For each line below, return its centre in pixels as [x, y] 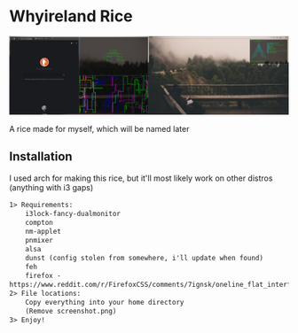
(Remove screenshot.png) [71, 311]
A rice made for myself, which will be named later [99, 128]
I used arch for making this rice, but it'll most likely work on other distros [141, 178]
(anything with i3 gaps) [51, 187]
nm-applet [43, 231]
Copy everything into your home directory [105, 302]
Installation [41, 157]
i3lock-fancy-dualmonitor [73, 213]
